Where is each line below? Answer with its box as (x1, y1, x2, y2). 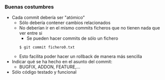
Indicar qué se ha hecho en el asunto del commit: (11, 59, 112, 65)
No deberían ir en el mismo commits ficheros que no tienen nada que (19, 25, 160, 31)
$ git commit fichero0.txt (19, 45, 75, 50)
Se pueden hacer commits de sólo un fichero (26, 35, 119, 41)
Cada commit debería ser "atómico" (11, 15, 85, 21)
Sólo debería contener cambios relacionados (19, 20, 111, 26)
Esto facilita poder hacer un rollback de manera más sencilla (19, 53, 142, 59)
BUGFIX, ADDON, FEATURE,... (19, 64, 81, 70)
